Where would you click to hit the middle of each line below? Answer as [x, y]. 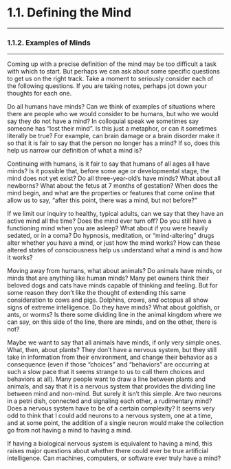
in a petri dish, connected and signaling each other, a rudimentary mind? [110, 401]
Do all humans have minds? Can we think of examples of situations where [111, 107]
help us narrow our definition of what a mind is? [75, 151]
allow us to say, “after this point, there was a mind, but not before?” [102, 200]
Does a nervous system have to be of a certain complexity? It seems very [111, 408]
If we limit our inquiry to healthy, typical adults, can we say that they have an [115, 214]
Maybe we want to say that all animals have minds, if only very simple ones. [114, 342]
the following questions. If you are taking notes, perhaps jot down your [107, 86]
